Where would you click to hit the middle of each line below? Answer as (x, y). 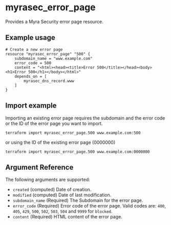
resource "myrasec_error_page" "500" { (48, 54)
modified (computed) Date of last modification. (62, 195)
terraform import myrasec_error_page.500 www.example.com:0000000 (78, 152)
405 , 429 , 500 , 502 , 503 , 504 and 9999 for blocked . (62, 211)
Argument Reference (39, 167)
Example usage (30, 38)
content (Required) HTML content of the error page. (68, 217)
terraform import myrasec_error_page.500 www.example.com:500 (73, 133)
